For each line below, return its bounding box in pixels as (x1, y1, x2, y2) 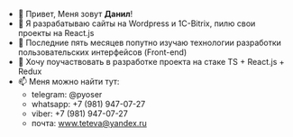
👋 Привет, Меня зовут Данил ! (17, 9, 133, 19)
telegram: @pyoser (31, 89, 103, 99)
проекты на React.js (17, 28, 95, 38)
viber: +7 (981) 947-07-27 (31, 108, 128, 119)
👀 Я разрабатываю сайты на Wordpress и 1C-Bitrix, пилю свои (17, 18, 256, 29)
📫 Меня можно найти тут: (17, 77, 120, 87)
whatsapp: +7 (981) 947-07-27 (31, 99, 146, 109)
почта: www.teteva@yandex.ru (31, 118, 147, 128)
